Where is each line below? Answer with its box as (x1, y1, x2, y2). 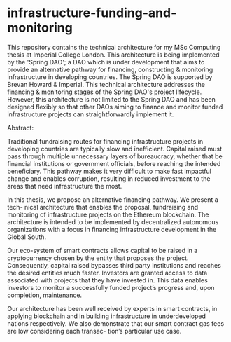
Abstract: (7, 123, 34, 132)
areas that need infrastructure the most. (7, 182, 122, 190)
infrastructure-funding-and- (7, 5, 177, 21)
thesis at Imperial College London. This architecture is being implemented (7, 50, 220, 59)
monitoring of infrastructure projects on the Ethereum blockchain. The (7, 210, 209, 219)
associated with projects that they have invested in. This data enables (7, 275, 208, 285)
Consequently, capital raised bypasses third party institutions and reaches (7, 261, 222, 269)
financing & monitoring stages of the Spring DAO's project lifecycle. (7, 88, 202, 96)
